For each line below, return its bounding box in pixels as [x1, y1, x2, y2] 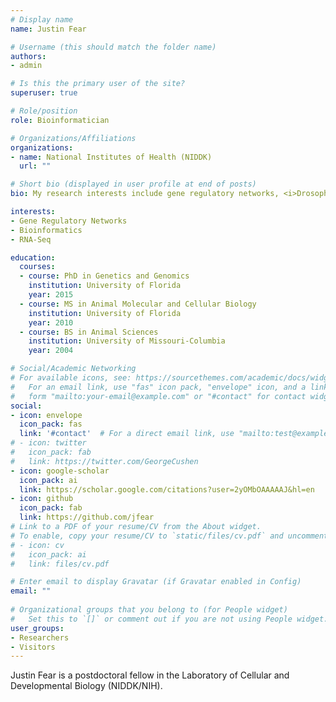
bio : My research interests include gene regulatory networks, [10, 189, 280, 199]
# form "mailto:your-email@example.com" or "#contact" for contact [10, 391, 307, 401]
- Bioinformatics [10, 225, 83, 235]
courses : [19, 262, 56, 272]
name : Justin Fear [10, 24, 87, 34]
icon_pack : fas [19, 419, 83, 430]
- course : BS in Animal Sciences [19, 327, 159, 337]
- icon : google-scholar [10, 466, 110, 476]
